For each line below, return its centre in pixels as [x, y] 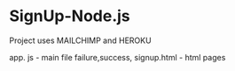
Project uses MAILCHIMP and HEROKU [81, 40]
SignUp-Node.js [70, 16]
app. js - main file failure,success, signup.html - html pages [117, 57]
